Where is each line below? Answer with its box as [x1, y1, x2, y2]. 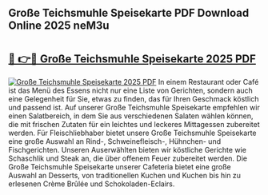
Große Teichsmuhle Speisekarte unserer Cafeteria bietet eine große [8, 162, 232, 171]
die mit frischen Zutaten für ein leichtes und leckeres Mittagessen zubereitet [8, 120, 260, 129]
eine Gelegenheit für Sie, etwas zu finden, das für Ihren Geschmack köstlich [8, 94, 259, 103]
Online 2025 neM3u [8, 19, 110, 33]
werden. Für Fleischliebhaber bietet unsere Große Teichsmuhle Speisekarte [8, 128, 257, 137]
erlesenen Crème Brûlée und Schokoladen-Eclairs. [8, 179, 175, 189]
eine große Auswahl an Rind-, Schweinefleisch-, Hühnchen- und [8, 137, 222, 146]
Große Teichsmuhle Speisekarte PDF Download [8, 6, 250, 20]
